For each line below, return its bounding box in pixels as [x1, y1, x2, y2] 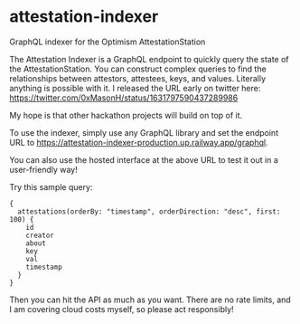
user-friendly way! [9, 164, 79, 175]
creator [25, 231, 54, 240]
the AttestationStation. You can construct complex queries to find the [9, 63, 267, 74]
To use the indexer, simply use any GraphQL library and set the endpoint [9, 127, 278, 138]
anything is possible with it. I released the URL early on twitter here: [9, 82, 261, 93]
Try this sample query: [9, 181, 93, 192]
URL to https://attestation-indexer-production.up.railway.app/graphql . [9, 137, 268, 148]
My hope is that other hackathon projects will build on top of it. [9, 110, 243, 120]
